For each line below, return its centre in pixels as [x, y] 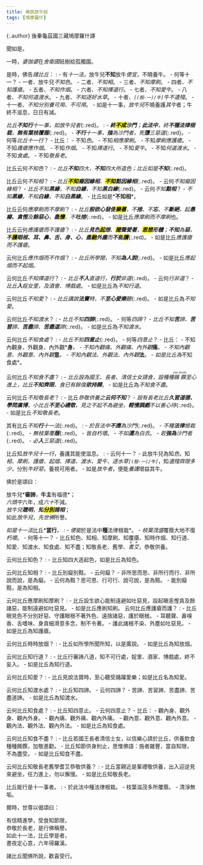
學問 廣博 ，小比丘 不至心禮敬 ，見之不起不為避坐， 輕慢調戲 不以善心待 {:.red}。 [102, 405]
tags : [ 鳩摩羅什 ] [26, 18]
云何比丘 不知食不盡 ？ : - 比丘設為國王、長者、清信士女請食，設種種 [90, 377]
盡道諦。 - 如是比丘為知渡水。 [44, 697]
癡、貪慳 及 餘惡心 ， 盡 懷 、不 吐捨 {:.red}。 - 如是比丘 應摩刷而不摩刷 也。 [94, 216]
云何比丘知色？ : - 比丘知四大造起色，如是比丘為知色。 [74, 559]
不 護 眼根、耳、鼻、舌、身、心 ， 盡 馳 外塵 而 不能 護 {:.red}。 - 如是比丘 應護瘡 [99, 237]
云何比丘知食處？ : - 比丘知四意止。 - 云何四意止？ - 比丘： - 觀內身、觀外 [98, 710]
